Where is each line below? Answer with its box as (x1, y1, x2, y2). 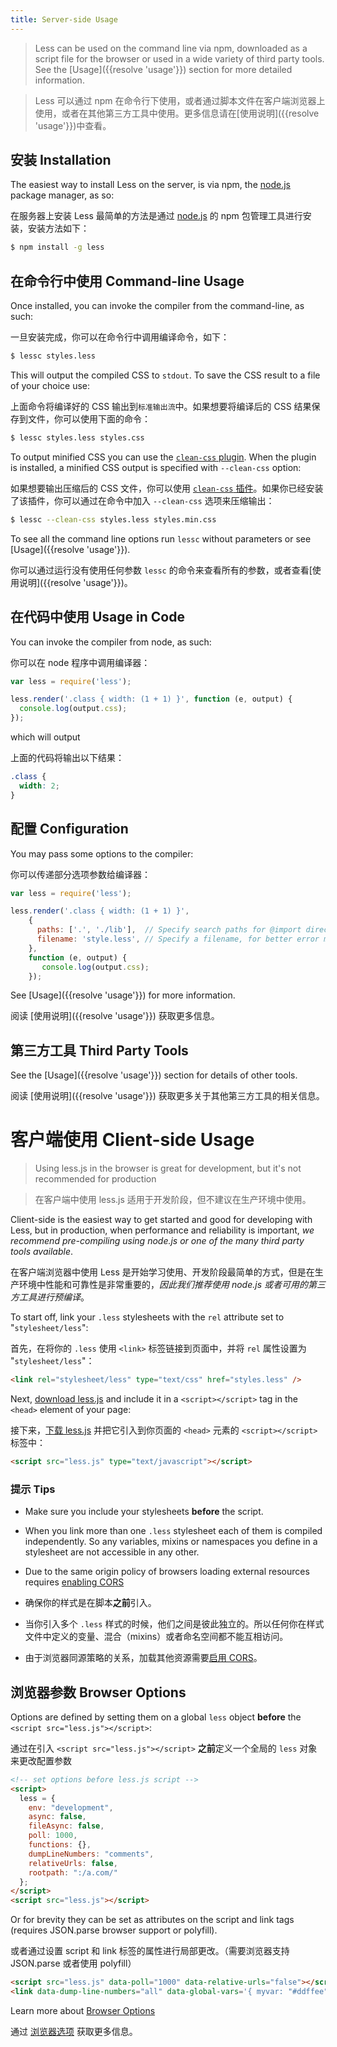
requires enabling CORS (24, 1576, 125, 1588)
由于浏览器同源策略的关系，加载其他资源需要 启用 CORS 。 (24, 1652, 263, 1664)
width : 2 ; (19, 781, 60, 791)
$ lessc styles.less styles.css (10, 433, 145, 443)
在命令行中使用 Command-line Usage (10, 272, 245, 290)
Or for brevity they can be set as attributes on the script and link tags (10, 1914, 295, 1926)
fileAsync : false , (28, 1821, 105, 1831)
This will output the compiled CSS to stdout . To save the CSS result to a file (10, 369, 321, 381)
